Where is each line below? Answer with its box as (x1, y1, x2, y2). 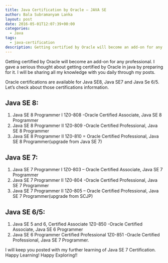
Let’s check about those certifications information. (5, 84, 109, 90)
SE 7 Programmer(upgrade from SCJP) (12, 193, 93, 199)
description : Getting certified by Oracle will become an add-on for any (5, 45, 163, 50)
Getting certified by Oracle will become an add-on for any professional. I (5, 58, 155, 64)
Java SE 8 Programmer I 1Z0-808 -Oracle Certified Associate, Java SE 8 (12, 112, 162, 118)
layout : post (5, 17, 33, 22)
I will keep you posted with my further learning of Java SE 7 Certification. (5, 247, 156, 253)
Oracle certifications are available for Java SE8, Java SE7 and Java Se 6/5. (5, 79, 159, 85)
